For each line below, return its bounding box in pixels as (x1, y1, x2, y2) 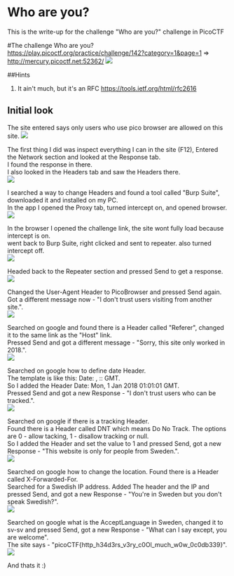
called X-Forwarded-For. (7, 475, 78, 483)
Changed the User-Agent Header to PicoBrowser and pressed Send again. (7, 288, 222, 296)
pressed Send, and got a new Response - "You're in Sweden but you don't (7, 489, 222, 498)
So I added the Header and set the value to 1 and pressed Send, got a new (7, 439, 222, 447)
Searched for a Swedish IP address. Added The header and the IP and (7, 482, 210, 491)
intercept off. (7, 246, 45, 255)
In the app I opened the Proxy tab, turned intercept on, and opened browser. (7, 203, 228, 212)
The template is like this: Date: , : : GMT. (7, 373, 121, 382)
